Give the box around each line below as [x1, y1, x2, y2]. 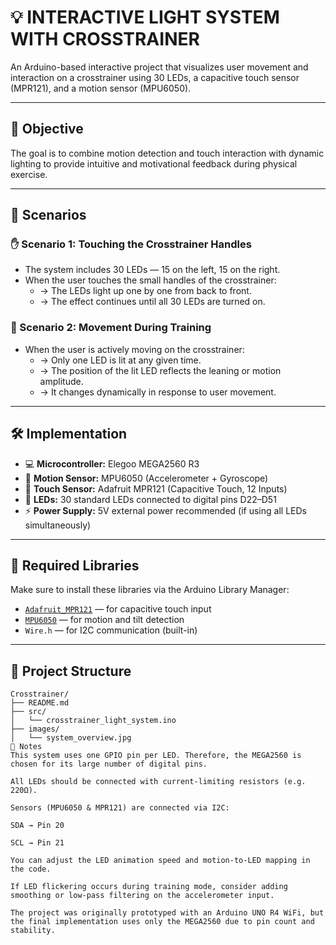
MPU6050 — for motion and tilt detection [24, 614, 185, 626]
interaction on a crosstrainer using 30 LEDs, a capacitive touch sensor [10, 71, 300, 83]
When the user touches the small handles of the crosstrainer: [24, 274, 277, 286]
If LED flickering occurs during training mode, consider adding [10, 882, 288, 892]
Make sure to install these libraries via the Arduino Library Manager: [10, 584, 290, 596]
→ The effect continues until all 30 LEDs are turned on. [39, 296, 266, 308]
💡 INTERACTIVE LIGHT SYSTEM [10, 6, 280, 29]
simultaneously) [24, 519, 92, 531]
